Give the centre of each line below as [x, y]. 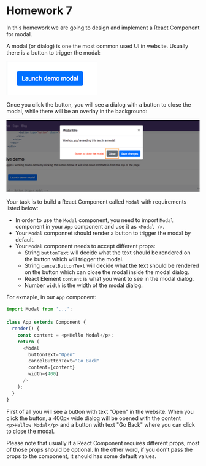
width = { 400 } [44, 374]
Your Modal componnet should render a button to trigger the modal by [103, 233]
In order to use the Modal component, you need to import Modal [94, 220]
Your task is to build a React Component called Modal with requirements [97, 202]
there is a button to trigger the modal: [54, 52]
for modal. [19, 34]
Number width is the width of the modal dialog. [83, 285]
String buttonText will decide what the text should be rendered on [107, 253]
